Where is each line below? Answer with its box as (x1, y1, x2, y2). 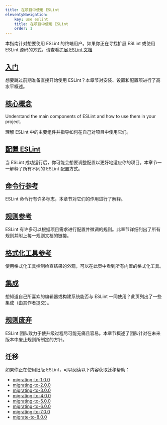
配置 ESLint (5, 145, 41, 154)
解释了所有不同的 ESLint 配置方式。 (9, 165, 83, 171)
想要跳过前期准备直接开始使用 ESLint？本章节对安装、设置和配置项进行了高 (5, 77, 161, 83)
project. (5, 119, 22, 125)
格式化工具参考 (5, 249, 52, 257)
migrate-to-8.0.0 (12, 414, 47, 420)
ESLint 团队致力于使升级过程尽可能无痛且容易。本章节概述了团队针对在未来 (5, 330, 161, 336)
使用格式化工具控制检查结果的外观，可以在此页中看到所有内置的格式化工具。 (5, 263, 164, 269)
